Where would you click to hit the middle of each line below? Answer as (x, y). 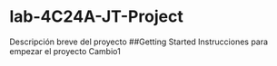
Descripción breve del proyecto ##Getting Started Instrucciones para (139, 42)
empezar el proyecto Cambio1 (65, 51)
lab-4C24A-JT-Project (96, 17)
